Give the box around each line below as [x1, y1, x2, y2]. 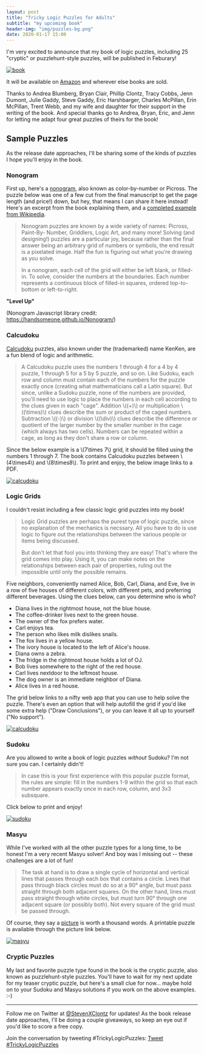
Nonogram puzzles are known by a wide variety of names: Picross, [21, 222, 189, 230]
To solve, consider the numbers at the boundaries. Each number [29, 273, 190, 280]
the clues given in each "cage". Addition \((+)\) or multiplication [21, 402, 180, 409]
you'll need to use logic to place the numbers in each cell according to [21, 395, 197, 403]
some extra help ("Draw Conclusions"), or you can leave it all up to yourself [6, 707, 195, 714]
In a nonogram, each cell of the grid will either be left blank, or [21, 267, 177, 274]
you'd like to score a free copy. [6, 1022, 84, 1030]
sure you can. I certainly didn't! [6, 761, 84, 768]
